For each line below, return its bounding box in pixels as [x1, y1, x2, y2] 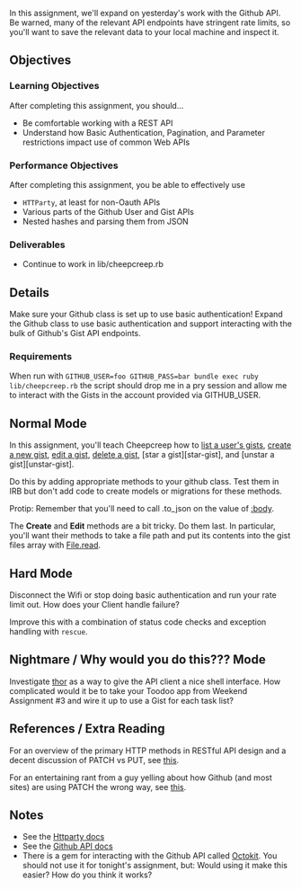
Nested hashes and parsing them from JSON [22, 216, 189, 227]
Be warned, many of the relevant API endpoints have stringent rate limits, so [9, 17, 291, 28]
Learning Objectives [9, 80, 101, 93]
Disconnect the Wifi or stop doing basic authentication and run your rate [9, 590, 277, 600]
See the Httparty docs [22, 831, 105, 842]
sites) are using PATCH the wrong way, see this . [9, 781, 187, 792]
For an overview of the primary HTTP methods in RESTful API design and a [9, 745, 287, 756]
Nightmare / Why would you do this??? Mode [9, 652, 267, 668]
